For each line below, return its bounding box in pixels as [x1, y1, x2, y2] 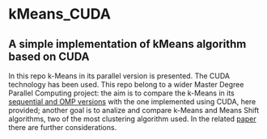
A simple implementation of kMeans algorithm [8, 37, 247, 51]
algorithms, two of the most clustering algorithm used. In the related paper [8, 114, 256, 124]
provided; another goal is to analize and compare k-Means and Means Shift [8, 106, 260, 115]
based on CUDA [8, 49, 90, 63]
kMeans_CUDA [8, 5, 112, 23]
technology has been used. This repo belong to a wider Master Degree [8, 80, 244, 89]
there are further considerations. [8, 123, 117, 132]
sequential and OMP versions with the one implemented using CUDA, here [8, 97, 256, 106]
